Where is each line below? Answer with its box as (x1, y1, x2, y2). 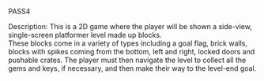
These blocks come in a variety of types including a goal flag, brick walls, (8, 39, 247, 48)
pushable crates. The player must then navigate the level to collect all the (8, 55, 247, 64)
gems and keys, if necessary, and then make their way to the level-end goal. (8, 64, 257, 73)
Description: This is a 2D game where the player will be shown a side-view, (8, 22, 253, 31)
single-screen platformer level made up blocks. (8, 31, 162, 39)
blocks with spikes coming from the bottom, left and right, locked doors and (8, 47, 255, 56)
